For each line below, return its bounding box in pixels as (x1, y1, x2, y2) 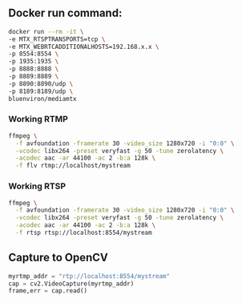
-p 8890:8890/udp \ (8, 79, 74, 87)
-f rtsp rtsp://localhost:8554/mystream (15, 228, 152, 237)
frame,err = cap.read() (8, 287, 88, 295)
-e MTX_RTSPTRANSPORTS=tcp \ (8, 35, 106, 43)
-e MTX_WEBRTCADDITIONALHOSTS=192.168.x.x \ (8, 42, 159, 50)
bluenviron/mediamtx (8, 95, 78, 103)
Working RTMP (8, 114, 68, 125)
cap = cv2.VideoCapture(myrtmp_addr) (8, 280, 135, 288)
